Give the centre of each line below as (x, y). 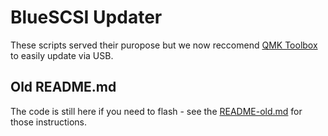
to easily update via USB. (62, 55)
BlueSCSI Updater (86, 17)
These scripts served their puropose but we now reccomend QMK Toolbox (164, 45)
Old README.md (63, 87)
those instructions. (48, 122)
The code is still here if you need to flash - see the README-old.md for (156, 111)
